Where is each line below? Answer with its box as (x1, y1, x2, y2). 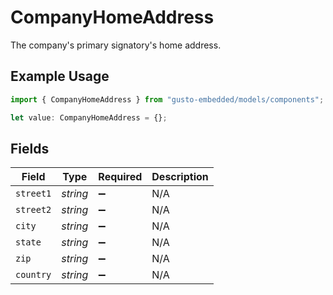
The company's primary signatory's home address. (10, 39, 222, 51)
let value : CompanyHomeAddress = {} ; (10, 112, 168, 123)
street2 (15, 204, 52, 216)
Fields (10, 140, 50, 157)
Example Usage (10, 68, 110, 85)
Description (151, 170, 209, 184)
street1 (15, 188, 52, 200)
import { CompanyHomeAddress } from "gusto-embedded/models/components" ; (10, 94, 325, 105)
